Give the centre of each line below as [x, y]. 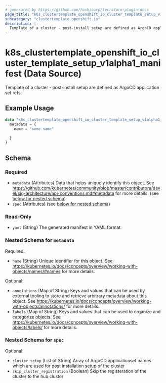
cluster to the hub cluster [38, 376]
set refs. [14, 93]
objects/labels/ [27, 327]
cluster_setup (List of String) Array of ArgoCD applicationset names [82, 360]
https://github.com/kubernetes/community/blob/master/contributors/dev [86, 188]
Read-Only [19, 217]
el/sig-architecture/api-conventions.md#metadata [63, 193]
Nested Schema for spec [35, 340]
